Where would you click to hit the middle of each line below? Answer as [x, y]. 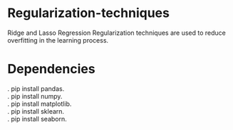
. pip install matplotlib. [40, 104]
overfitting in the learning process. [58, 40]
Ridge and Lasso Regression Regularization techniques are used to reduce [116, 33]
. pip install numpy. [35, 96]
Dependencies [51, 69]
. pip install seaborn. [37, 119]
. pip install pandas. [36, 88]
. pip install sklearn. [36, 111]
